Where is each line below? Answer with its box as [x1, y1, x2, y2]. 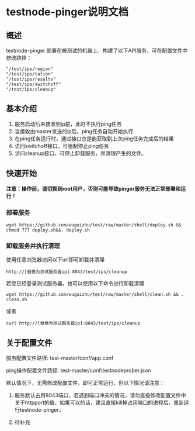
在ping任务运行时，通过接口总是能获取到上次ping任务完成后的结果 [14, 135, 174, 142]
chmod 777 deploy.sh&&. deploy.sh [6, 227, 90, 233]
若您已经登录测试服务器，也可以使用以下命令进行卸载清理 [6, 280, 144, 287]
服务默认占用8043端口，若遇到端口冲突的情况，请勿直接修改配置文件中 [14, 392, 186, 399]
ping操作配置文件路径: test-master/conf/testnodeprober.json [6, 367, 151, 374]
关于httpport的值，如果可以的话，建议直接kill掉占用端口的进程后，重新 [14, 399, 184, 406]
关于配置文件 [6, 337, 53, 348]
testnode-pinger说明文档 [6, 5, 129, 19]
